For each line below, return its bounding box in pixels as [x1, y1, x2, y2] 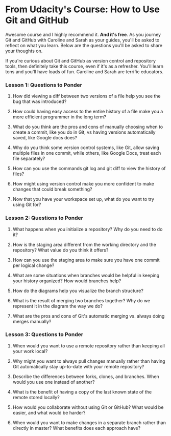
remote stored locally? [12, 394, 60, 400]
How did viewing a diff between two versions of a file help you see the [12, 93, 161, 99]
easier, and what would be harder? [12, 409, 86, 416]
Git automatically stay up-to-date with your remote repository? [12, 363, 144, 369]
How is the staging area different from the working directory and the [12, 241, 157, 247]
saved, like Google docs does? [12, 135, 78, 141]
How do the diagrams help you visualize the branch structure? [12, 287, 144, 294]
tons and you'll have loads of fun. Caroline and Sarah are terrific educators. [5, 68, 164, 75]
